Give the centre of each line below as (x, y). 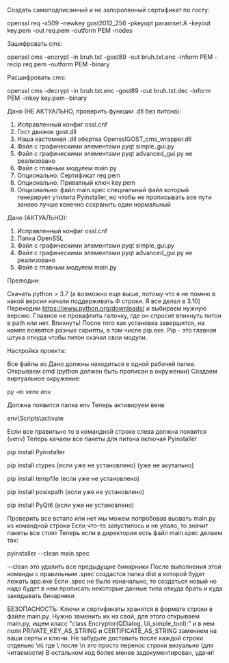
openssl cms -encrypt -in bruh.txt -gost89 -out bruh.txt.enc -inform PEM (110, 57)
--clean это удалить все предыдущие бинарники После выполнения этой (114, 567)
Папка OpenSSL (40, 238)
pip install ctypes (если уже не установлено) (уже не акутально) (100, 465)
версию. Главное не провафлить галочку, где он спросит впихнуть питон (114, 315)
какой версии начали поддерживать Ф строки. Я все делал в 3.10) (104, 301)
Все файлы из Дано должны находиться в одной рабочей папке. (102, 364)
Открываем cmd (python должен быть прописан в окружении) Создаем (112, 371)
